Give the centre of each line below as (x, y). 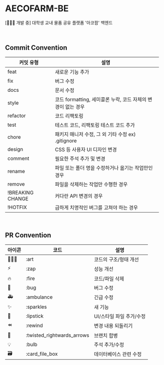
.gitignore (66, 141)
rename (16, 171)
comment (18, 158)
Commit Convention (36, 48)
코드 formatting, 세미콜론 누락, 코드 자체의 (101, 99)
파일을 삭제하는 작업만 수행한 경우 (91, 184)
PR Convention (28, 235)
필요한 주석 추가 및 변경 (80, 158)
